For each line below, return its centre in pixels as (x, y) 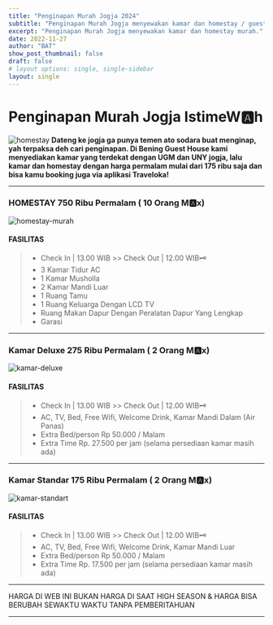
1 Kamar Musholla (70, 278)
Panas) (52, 426)
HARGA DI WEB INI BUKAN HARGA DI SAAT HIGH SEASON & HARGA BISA (133, 597)
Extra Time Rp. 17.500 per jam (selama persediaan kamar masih (147, 564)
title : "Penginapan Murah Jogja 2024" (74, 16)
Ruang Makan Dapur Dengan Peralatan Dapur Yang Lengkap (142, 313)
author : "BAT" (32, 46)
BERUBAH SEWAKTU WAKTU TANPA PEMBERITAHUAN (102, 605)
